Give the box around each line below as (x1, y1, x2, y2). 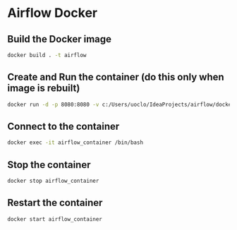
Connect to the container (7, 120, 120, 132)
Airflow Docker (7, 5, 98, 21)
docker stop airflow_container (7, 178, 99, 185)
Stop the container (7, 159, 91, 171)
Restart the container (7, 197, 103, 209)
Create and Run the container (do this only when (7, 71, 224, 83)
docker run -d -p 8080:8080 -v (7, 101, 99, 108)
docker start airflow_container (7, 215, 102, 223)
